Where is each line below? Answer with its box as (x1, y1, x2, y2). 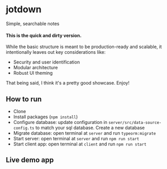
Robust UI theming (13, 70, 53, 76)
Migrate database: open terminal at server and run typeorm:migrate (13, 130, 156, 136)
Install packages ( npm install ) (13, 114, 78, 120)
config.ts (13, 125, 35, 131)
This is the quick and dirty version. (6, 32, 82, 38)
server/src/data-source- (108, 120, 162, 125)
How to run (6, 95, 42, 103)
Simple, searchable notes (6, 20, 60, 27)
